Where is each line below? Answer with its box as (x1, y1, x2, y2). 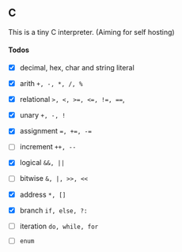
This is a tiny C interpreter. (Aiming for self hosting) (8, 27, 176, 36)
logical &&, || (19, 158, 65, 167)
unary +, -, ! (19, 111, 66, 120)
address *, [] (19, 190, 66, 199)
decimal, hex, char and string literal (19, 63, 135, 73)
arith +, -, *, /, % (19, 79, 83, 88)
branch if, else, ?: (19, 205, 88, 215)
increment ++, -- (19, 142, 77, 152)
